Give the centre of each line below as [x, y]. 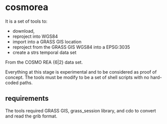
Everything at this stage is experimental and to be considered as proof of [81, 72]
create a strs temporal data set [44, 52]
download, [23, 31]
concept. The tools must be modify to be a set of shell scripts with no [77, 77]
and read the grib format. [31, 116]
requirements [27, 99]
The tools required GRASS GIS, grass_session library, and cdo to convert [81, 110]
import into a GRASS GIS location [47, 41]
